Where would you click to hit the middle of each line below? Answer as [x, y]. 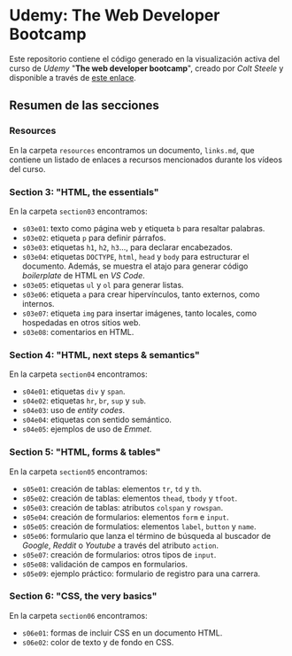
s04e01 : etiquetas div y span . [73, 392]
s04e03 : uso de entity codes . [73, 410]
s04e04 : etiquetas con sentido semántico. [97, 420]
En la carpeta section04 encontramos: [78, 374]
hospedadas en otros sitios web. [81, 322]
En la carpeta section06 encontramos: [78, 615]
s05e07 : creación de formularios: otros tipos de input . [119, 554]
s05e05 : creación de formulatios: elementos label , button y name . [139, 526]
